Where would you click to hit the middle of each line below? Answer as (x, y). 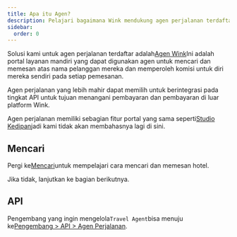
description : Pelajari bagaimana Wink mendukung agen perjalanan (105, 21)
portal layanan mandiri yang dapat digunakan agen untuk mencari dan (109, 62)
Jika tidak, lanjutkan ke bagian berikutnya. (68, 179)
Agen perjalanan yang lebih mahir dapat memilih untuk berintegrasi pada (113, 90)
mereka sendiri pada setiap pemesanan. (66, 76)
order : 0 (26, 34)
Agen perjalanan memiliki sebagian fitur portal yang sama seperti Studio (111, 119)
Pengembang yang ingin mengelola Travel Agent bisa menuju (95, 218)
